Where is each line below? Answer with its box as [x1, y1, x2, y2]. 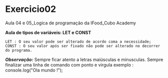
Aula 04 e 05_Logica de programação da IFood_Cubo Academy [5, 20, 136, 26]
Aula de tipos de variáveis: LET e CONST [5, 29, 91, 35]
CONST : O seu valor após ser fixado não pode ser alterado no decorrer [5, 43, 160, 48]
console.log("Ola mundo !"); [5, 67, 63, 73]
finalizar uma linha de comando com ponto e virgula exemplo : [5, 62, 134, 68]
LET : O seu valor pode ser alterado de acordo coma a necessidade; [5, 39, 151, 44]
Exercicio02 [5, 3, 56, 15]
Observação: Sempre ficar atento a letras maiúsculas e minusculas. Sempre [5, 56, 163, 63]
